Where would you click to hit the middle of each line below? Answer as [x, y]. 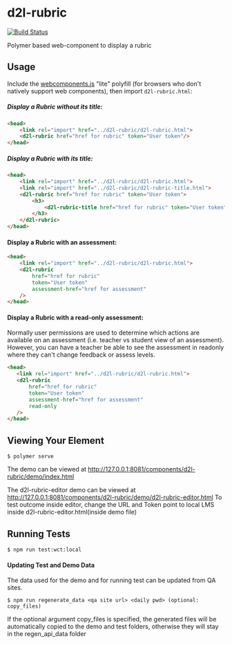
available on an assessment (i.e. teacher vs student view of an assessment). [116, 340]
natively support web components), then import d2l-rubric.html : [100, 91]
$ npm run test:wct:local [44, 550]
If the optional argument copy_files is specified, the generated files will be [112, 619]
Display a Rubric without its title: [55, 107]
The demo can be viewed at [47, 469]
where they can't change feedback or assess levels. [81, 355]
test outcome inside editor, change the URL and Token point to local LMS [111, 505]
